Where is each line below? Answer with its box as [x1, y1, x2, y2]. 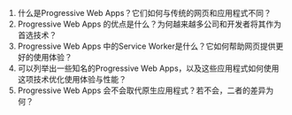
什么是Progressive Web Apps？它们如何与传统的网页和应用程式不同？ [17, 8, 272, 18]
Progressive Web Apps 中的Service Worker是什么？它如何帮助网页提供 [17, 41, 276, 51]
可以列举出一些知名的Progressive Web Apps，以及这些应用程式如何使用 [17, 63, 280, 73]
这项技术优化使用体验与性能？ [17, 74, 127, 84]
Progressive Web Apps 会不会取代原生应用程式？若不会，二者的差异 [17, 85, 266, 96]
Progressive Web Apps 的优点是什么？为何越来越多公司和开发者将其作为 [17, 19, 281, 29]
